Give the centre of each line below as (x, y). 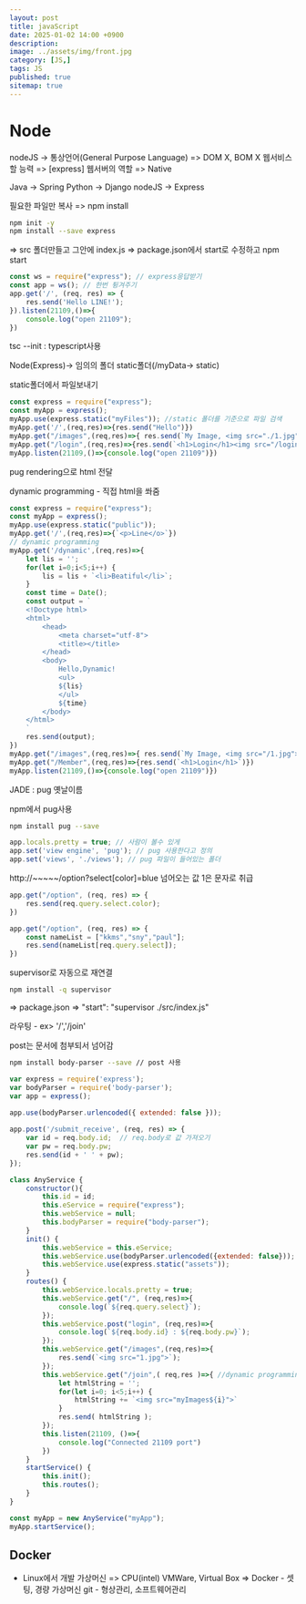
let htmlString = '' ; (99, 1383)
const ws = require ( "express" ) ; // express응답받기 (106, 277)
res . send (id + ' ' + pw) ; (75, 1155)
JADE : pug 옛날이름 (46, 789)
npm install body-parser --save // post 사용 (96, 1063)
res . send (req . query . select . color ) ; (93, 903)
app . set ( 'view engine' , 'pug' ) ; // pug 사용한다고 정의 (111, 851)
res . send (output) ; (61, 737)
